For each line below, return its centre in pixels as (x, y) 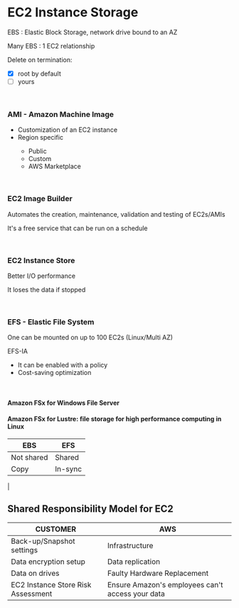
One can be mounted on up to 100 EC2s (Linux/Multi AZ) (90, 338)
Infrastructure (130, 545)
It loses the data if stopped (47, 289)
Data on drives (35, 573)
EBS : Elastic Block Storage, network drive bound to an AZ (92, 32)
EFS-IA (18, 351)
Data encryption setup (48, 562)
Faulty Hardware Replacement (158, 573)
